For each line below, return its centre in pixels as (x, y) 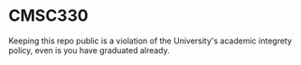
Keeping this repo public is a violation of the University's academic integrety (150, 41)
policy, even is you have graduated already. (89, 50)
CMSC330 (48, 16)
